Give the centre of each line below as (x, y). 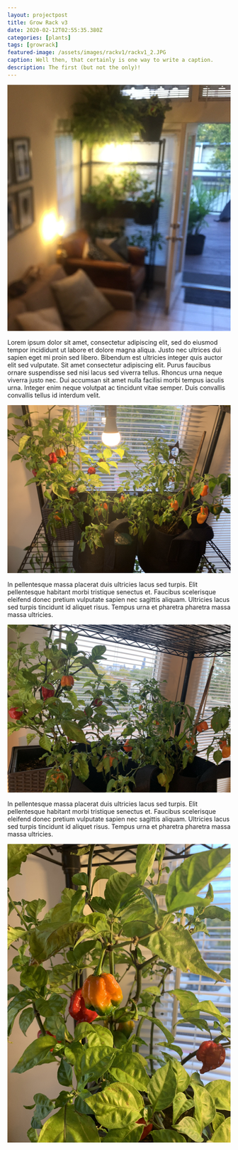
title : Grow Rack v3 (38, 22)
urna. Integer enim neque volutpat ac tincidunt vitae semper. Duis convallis (116, 387)
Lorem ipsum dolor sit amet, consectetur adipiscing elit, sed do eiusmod (113, 342)
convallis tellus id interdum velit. (54, 395)
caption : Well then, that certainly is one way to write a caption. (110, 60)
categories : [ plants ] (39, 38)
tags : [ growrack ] (33, 45)
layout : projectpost (38, 15)
